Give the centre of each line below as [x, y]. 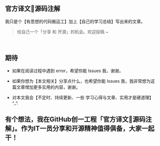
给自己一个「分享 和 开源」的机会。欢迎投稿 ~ [63, 32]
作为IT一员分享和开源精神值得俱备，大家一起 [88, 129]
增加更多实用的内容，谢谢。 [53, 87]
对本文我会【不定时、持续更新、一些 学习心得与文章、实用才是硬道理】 [83, 97]
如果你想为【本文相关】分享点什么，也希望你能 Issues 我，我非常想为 [81, 81]
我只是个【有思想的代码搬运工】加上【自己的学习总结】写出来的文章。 [75, 21]
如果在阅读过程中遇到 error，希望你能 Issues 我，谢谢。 [68, 71]
